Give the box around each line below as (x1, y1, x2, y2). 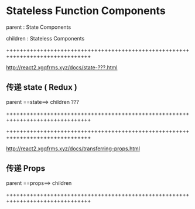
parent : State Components (6, 23, 71, 31)
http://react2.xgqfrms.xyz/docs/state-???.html (6, 63, 118, 71)
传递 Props (6, 163, 46, 174)
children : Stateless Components (6, 35, 85, 42)
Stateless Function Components (6, 4, 166, 18)
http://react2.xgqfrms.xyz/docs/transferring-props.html (6, 145, 141, 152)
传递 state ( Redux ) (6, 82, 78, 92)
